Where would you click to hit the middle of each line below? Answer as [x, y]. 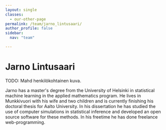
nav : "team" [22, 38]
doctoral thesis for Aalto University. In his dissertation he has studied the [80, 106]
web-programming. [25, 122]
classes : [14, 14]
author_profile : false [29, 28]
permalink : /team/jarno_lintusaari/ [44, 24]
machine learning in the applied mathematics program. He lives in [73, 95]
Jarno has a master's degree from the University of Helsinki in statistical [80, 90]
